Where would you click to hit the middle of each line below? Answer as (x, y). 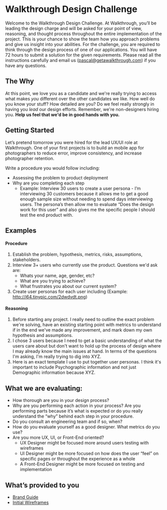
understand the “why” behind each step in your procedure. (73, 416)
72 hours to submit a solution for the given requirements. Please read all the (83, 55)
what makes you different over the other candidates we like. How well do (80, 98)
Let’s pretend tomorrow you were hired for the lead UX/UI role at (71, 142)
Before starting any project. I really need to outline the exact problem (83, 319)
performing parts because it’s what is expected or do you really (78, 411)
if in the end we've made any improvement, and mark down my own (82, 330)
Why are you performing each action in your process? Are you (76, 405)
